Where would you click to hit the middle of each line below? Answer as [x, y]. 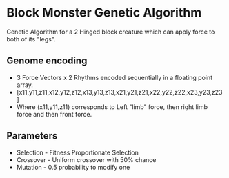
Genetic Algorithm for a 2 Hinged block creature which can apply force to [111, 32]
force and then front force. [54, 114]
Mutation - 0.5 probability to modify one [73, 167]
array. [25, 85]
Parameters [32, 136]
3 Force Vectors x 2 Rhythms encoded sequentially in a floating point [114, 77]
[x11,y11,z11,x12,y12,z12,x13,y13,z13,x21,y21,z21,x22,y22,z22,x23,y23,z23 [119, 92]
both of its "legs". [31, 39]
